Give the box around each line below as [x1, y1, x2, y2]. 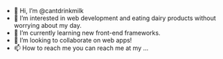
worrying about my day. [13, 22, 82, 29]
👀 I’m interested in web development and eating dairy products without [13, 14, 216, 22]
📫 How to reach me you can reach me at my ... [13, 44, 149, 52]
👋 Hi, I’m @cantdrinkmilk [13, 7, 84, 15]
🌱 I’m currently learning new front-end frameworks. [13, 28, 161, 37]
